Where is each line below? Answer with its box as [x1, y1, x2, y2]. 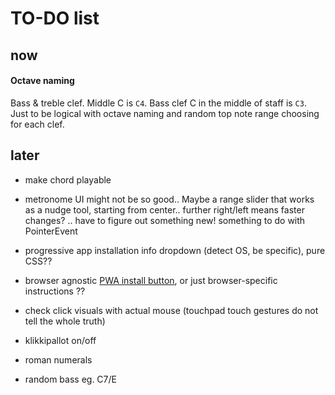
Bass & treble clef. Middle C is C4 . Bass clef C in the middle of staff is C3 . [10, 97, 307, 109]
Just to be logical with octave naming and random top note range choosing [10, 107, 320, 119]
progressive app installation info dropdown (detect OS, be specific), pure [24, 244, 326, 256]
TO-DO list [10, 7, 100, 30]
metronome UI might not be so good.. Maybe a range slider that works [24, 193, 315, 205]
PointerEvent [24, 225, 78, 237]
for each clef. [10, 118, 65, 130]
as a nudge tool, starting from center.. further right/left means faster [24, 203, 305, 216]
